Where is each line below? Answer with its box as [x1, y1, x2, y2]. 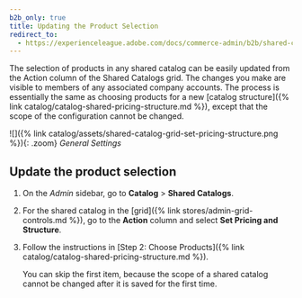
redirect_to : [9, 30, 58, 39]
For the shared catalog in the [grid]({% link [22, 205, 182, 216]
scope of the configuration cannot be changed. [9, 111, 184, 122]
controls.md [22, 215, 67, 226]
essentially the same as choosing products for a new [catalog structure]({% [9, 92, 289, 103]
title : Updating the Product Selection [9, 22, 159, 31]
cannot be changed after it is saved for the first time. [22, 278, 218, 289]
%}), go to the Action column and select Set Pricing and [68, 215, 279, 226]
